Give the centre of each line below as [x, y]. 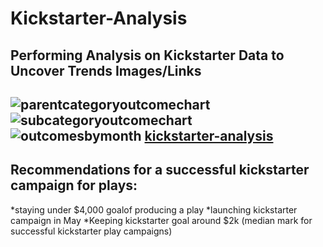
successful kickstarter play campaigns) [91, 231]
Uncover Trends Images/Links [106, 70]
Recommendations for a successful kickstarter [160, 170]
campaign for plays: [74, 185]
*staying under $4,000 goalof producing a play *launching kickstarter [154, 209]
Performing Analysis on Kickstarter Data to [147, 55]
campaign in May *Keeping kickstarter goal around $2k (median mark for [161, 220]
